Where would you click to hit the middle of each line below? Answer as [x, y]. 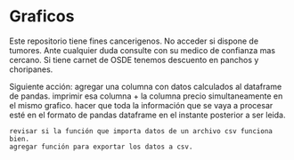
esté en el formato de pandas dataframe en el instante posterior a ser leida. [147, 115]
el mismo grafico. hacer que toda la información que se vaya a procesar [141, 105]
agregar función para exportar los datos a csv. [101, 147]
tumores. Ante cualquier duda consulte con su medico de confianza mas [143, 50]
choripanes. [31, 69]
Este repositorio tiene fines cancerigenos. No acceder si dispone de [134, 41]
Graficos [42, 16]
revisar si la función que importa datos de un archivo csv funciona [141, 131]
